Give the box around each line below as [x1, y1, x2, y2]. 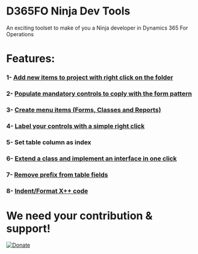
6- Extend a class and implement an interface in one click [6, 154, 177, 162]
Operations [6, 30, 34, 37]
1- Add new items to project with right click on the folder [6, 74, 173, 82]
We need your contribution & [6, 209, 153, 223]
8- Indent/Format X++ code [6, 186, 88, 195]
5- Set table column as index [6, 138, 91, 146]
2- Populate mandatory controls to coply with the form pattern [6, 89, 193, 98]
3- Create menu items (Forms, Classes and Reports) [6, 106, 161, 114]
